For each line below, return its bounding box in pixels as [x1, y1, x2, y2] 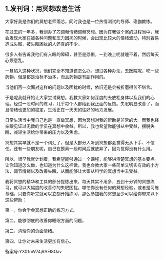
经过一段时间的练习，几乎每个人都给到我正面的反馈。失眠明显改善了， [13, 100, 155, 106]
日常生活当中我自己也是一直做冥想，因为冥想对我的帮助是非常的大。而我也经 [5, 117, 159, 123]
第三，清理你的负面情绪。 [5, 228, 57, 234]
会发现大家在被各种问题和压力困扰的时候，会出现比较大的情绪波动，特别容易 [5, 35, 159, 40]
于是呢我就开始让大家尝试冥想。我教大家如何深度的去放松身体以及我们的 [5, 94, 150, 100]
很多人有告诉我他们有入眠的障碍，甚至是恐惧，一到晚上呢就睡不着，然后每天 [5, 51, 159, 57]
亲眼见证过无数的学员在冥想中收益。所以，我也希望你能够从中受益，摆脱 [5, 123, 150, 129]
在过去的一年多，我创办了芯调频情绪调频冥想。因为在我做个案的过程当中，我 [5, 29, 159, 35]
